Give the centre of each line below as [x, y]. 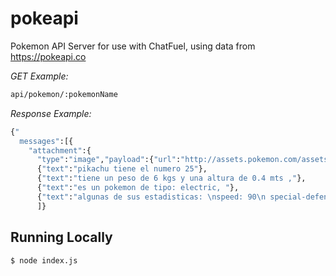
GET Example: [39, 76]
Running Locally [61, 237]
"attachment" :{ [60, 150]
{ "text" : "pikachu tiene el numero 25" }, [122, 169]
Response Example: [51, 113]
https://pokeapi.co [48, 56]
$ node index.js [44, 260]
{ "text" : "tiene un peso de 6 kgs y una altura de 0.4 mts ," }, [171, 178]
